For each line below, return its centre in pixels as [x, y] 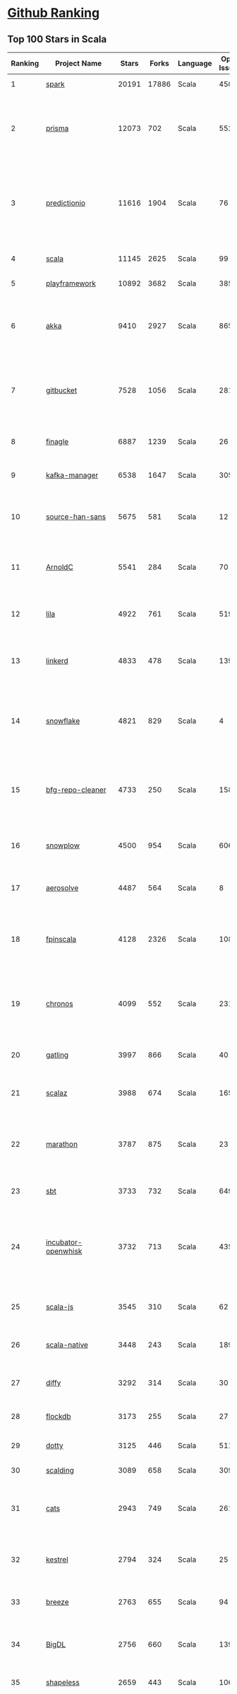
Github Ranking [54, 13]
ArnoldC [60, 567]
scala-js [60, 1307]
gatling [57, 1055]
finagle [57, 442]
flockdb [58, 1416]
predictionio [66, 203]
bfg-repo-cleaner [76, 790]
